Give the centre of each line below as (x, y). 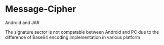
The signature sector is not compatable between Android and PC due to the (82, 32)
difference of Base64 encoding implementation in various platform (73, 37)
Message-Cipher (41, 9)
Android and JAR (22, 22)
